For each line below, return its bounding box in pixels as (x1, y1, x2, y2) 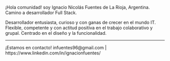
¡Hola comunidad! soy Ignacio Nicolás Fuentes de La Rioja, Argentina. (5, 5, 150, 10)
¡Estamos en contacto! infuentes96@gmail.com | (5, 45, 107, 50)
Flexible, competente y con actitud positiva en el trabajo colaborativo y (5, 25, 153, 31)
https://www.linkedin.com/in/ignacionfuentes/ (5, 50, 101, 56)
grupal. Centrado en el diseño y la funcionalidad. (5, 30, 107, 36)
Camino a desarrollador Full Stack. (5, 10, 77, 16)
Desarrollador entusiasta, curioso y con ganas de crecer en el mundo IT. (5, 20, 156, 25)
